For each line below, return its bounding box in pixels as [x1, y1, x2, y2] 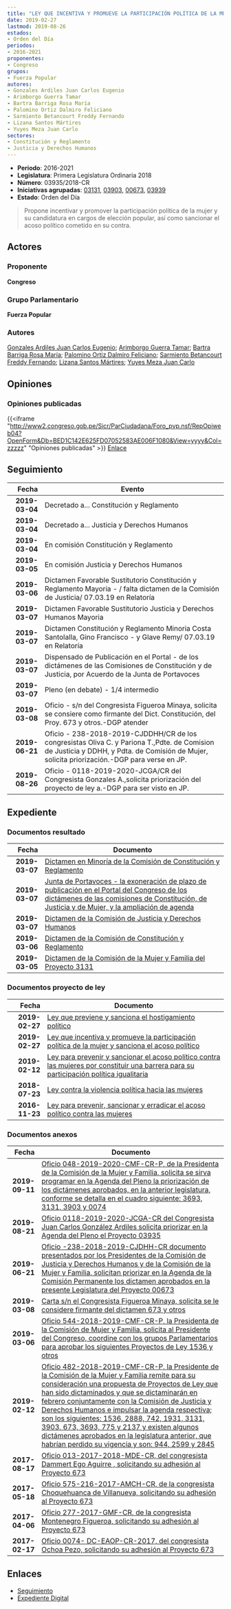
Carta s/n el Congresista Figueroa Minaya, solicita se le [41, 1296, 219, 1306]
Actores [7, 241, 43, 253]
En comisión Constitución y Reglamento [44, 540, 173, 549]
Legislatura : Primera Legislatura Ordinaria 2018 [16, 171, 152, 179]
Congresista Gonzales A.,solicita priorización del [44, 774, 201, 784]
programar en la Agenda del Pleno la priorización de [41, 1176, 210, 1186]
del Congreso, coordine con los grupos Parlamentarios [41, 1334, 218, 1343]
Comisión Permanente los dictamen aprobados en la [41, 1276, 210, 1286]
